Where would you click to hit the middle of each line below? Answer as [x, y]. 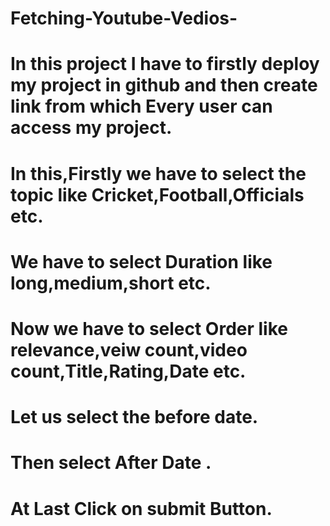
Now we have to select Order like [149, 328]
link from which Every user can [141, 106]
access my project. [91, 128]
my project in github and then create [164, 85]
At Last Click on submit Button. [141, 508]
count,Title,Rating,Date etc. [128, 371]
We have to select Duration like [141, 261]
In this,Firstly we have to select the [158, 173]
